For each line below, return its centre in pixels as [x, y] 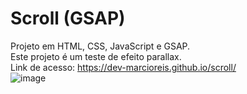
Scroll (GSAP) [68, 18]
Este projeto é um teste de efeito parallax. [96, 56]
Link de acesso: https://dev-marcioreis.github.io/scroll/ [123, 67]
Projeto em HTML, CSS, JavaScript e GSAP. [100, 46]
